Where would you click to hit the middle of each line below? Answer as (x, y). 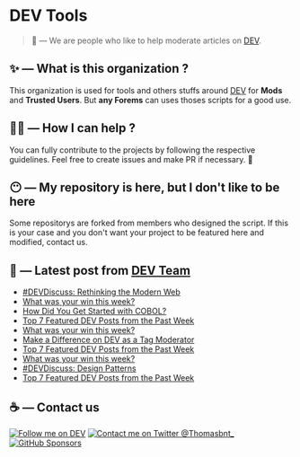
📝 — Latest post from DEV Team (100, 270)
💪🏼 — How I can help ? (73, 128)
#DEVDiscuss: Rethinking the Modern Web (101, 292)
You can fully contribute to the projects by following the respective (132, 150)
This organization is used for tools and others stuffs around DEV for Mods (146, 90)
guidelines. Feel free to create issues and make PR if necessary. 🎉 (131, 159)
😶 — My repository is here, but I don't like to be (145, 187)
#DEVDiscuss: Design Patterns (79, 368)
